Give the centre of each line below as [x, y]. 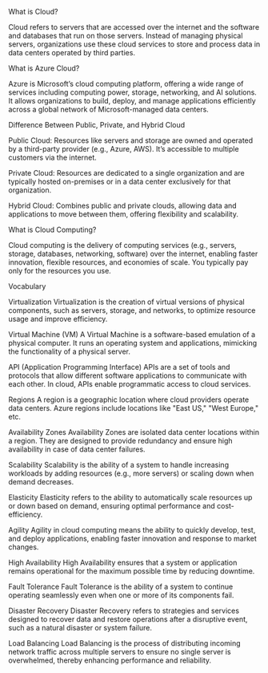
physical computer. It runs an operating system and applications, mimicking [133, 343]
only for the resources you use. [60, 271]
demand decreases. [41, 482]
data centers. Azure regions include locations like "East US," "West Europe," [133, 408]
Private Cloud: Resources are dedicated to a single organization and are [127, 173]
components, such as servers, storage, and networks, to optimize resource [132, 310]
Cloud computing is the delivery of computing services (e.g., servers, [123, 245]
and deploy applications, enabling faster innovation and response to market [133, 538]
